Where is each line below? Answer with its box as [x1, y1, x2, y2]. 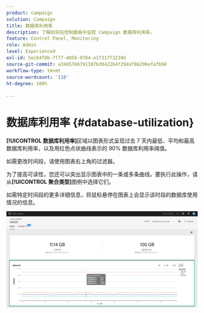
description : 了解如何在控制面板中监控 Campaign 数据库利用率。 [6, 29, 155, 35]
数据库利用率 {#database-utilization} [6, 116, 194, 130]
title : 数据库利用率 [6, 23, 53, 29]
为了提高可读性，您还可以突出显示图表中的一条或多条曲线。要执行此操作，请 [6, 171, 198, 178]
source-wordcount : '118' [6, 74, 69, 80]
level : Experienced [6, 49, 56, 55]
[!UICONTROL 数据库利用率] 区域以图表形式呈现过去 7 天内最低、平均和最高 [6, 137, 195, 144]
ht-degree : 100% [6, 80, 47, 86]
